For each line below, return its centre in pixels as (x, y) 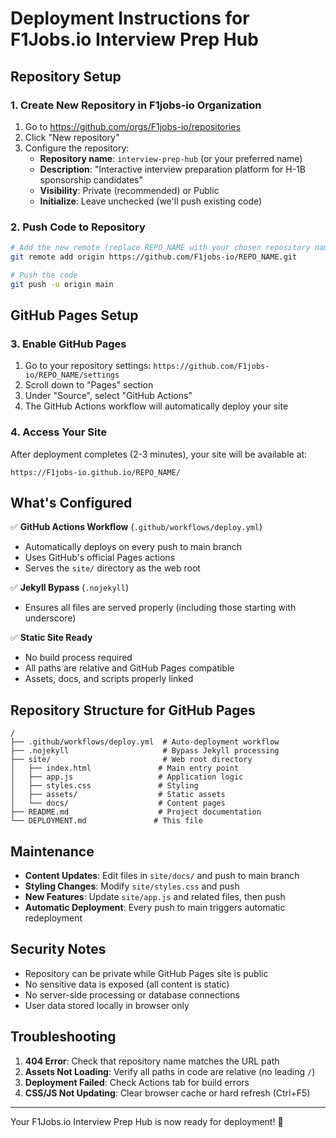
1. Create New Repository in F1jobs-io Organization (136, 105)
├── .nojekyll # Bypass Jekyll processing (145, 751)
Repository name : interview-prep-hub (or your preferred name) (171, 158)
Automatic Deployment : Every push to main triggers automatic (155, 908)
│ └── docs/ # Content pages (118, 803)
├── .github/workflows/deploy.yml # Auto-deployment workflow (145, 742)
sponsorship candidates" (91, 179)
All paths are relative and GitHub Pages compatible (129, 668)
